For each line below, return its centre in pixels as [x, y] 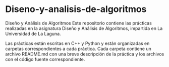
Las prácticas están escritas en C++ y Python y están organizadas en [77, 43]
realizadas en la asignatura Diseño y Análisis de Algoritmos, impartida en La [84, 28]
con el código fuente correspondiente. [45, 59]
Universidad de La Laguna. [33, 33]
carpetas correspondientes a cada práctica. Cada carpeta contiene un [78, 48]
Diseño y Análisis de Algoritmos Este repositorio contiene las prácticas [79, 23]
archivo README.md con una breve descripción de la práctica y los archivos [85, 54]
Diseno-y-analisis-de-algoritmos [76, 9]
